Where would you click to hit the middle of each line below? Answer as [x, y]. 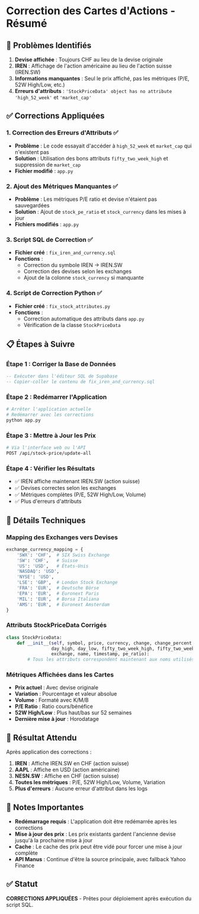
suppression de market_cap [48, 165]
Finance [25, 865]
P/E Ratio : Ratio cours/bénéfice [54, 707]
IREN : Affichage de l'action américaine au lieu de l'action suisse [93, 66]
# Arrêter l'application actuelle [49, 409]
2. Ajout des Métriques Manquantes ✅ [62, 186]
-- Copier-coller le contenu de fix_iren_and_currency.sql [81, 382]
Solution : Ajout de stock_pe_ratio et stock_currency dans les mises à [100, 211]
